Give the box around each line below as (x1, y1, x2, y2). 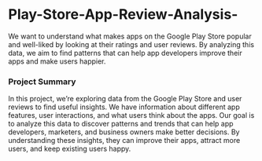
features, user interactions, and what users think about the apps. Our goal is (8, 111, 255, 120)
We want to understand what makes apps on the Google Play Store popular (8, 31, 252, 41)
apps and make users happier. (8, 57, 106, 66)
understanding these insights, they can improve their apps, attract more (8, 136, 241, 145)
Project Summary (8, 76, 76, 87)
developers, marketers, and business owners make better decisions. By (8, 127, 240, 137)
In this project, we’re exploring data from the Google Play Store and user (8, 94, 242, 104)
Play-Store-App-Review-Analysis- (8, 5, 238, 24)
